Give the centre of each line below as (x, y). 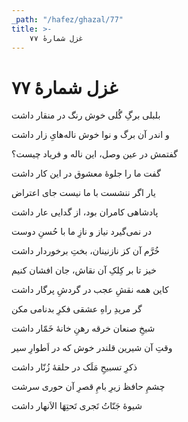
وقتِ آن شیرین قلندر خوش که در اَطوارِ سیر (92, 348)
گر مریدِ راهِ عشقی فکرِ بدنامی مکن (77, 309)
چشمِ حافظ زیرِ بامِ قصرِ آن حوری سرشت (88, 387)
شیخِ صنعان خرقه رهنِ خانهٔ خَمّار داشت (83, 328)
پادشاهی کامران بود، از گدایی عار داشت (85, 212)
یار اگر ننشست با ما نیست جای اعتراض (83, 193)
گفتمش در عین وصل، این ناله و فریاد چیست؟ (94, 154)
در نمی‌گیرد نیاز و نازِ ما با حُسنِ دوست (82, 232)
